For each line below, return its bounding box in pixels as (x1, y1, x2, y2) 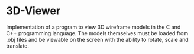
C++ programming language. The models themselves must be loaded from (6, 29, 189, 36)
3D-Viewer (6, 4, 61, 18)
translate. (6, 42, 30, 49)
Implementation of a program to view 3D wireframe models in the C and (6, 23, 181, 31)
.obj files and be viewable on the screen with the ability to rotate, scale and (6, 36, 189, 43)
